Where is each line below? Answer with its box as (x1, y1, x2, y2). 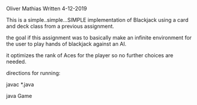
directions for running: (6, 70, 61, 76)
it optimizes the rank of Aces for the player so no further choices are (6, 52, 174, 58)
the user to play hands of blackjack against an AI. (6, 41, 126, 47)
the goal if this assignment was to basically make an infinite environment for (6, 34, 192, 41)
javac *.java (6, 81, 34, 88)
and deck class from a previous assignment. (6, 23, 115, 29)
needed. (6, 58, 27, 65)
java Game (6, 93, 33, 99)
